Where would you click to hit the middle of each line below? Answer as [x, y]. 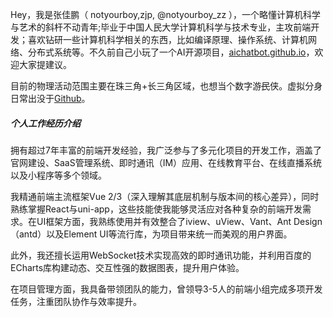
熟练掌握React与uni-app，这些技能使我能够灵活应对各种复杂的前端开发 [156, 209]
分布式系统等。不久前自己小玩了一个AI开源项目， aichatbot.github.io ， [171, 52]
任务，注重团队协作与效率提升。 [76, 301]
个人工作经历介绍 [45, 123]
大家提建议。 [45, 64]
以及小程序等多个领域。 [58, 175]
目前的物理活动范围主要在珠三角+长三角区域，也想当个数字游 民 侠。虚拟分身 [166, 86]
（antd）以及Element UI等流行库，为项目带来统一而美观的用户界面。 [151, 234]
